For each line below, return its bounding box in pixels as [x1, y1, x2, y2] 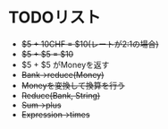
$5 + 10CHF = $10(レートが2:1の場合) [21, 39, 159, 49]
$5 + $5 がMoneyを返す [21, 59, 110, 70]
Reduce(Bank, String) [21, 90, 101, 100]
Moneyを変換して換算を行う [21, 80, 126, 90]
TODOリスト [8, 7, 102, 28]
